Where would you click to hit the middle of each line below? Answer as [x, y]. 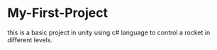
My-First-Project [58, 13]
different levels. [30, 39]
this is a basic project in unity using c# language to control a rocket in [109, 32]
